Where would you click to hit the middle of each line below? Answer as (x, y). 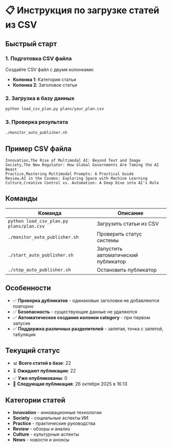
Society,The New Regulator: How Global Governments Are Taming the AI (82, 165)
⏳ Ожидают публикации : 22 (44, 371)
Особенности (28, 288)
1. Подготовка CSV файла (39, 59)
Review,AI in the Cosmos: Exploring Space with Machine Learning (76, 179)
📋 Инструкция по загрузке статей (82, 11)
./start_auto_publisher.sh (41, 255)
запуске (21, 323)
